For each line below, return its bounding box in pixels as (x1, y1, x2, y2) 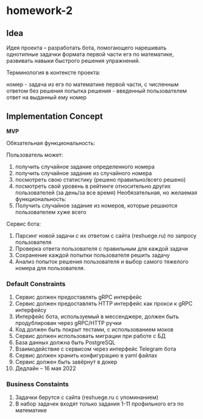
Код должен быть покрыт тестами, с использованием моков (15, 326, 174, 333)
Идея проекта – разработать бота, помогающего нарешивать (6, 44, 167, 51)
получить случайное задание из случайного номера (15, 169, 152, 177)
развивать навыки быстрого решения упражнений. (6, 57, 140, 64)
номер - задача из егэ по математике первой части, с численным (6, 81, 179, 88)
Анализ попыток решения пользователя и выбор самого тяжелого (15, 257, 189, 265)
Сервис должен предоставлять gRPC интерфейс (15, 293, 142, 301)
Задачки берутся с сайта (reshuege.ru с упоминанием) (15, 394, 158, 401)
